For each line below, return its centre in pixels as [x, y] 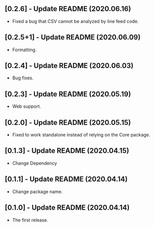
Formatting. [24, 50]
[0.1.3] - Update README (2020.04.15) [67, 151]
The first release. [30, 220]
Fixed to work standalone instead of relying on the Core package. [81, 135]
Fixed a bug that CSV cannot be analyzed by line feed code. [75, 21]
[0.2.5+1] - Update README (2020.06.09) [73, 38]
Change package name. [37, 191]
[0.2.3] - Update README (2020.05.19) [68, 94]
